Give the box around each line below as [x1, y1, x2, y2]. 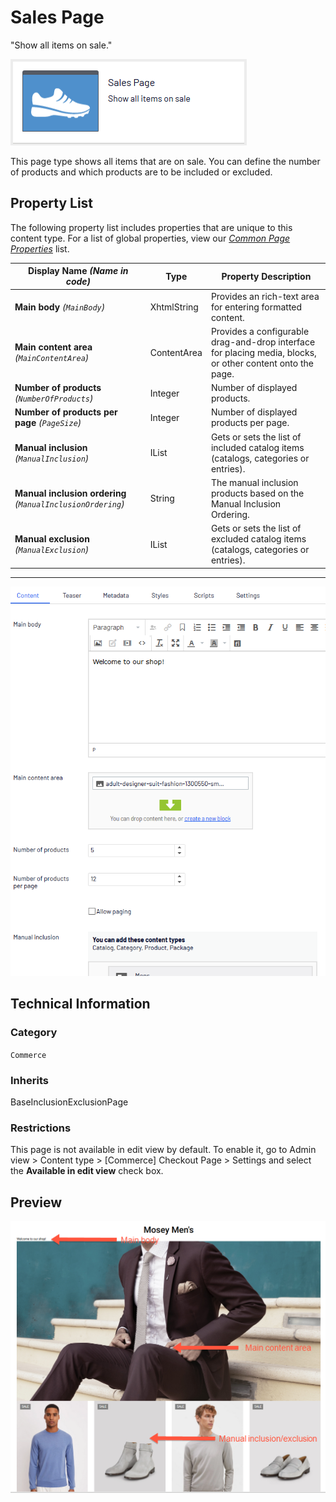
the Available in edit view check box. [10, 1165, 164, 1177]
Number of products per [14, 406, 118, 418]
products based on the [210, 487, 305, 499]
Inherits [10, 1073, 49, 1087]
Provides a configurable [210, 325, 310, 337]
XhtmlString [149, 301, 199, 313]
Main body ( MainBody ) [14, 301, 106, 313]
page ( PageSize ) [14, 417, 82, 429]
